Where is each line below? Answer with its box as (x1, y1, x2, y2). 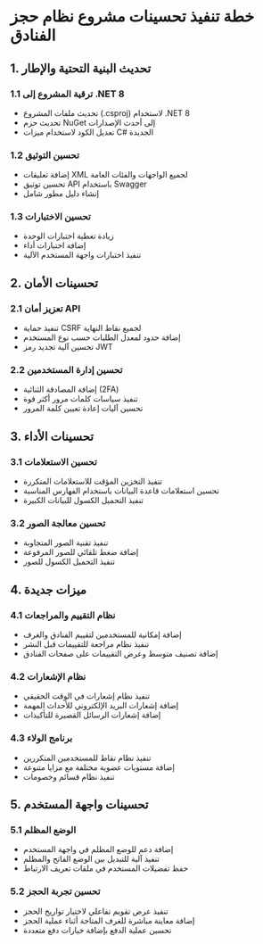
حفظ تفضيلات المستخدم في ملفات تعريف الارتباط (22, 863, 189, 874)
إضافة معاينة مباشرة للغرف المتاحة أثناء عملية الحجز (22, 915, 195, 925)
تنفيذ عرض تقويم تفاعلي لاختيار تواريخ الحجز (22, 906, 168, 916)
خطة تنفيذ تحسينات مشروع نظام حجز (10, 6, 255, 27)
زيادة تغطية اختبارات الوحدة (22, 230, 114, 242)
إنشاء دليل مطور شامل (22, 188, 100, 199)
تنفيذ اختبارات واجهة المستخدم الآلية (22, 250, 142, 261)
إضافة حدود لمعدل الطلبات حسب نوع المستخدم (22, 332, 181, 343)
